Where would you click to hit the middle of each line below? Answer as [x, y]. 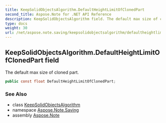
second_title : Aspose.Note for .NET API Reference [58, 14]
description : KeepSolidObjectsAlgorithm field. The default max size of [82, 19]
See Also [16, 94]
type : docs [16, 23]
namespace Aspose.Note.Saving [45, 110]
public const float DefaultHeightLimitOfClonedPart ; [61, 81]
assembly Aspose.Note [36, 115]
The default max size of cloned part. [42, 72]
